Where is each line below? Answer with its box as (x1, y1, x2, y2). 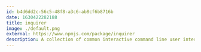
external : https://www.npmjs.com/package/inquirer (6, 31, 135, 37)
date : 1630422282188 (6, 14, 58, 20)
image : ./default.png (6, 25, 60, 32)
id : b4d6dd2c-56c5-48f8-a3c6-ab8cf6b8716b (6, 8, 114, 15)
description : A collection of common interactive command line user (6, 36, 181, 42)
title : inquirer (6, 20, 47, 26)
